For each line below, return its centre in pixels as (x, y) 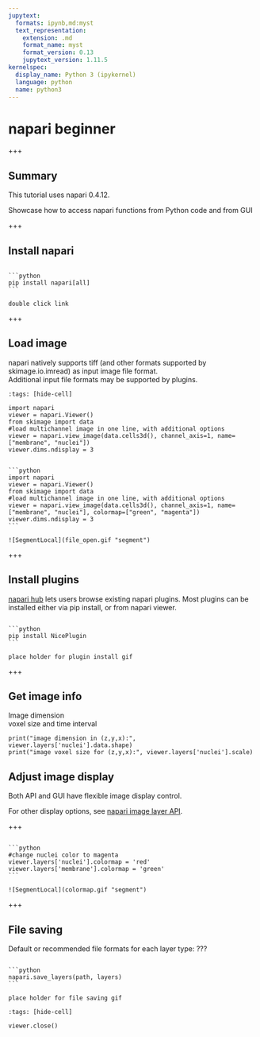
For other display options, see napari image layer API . (96, 811)
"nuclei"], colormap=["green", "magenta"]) (127, 512)
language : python (44, 82)
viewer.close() (33, 1026)
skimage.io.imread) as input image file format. (83, 371)
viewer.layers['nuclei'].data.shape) (71, 745)
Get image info (45, 696)
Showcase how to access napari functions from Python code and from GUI (130, 211)
